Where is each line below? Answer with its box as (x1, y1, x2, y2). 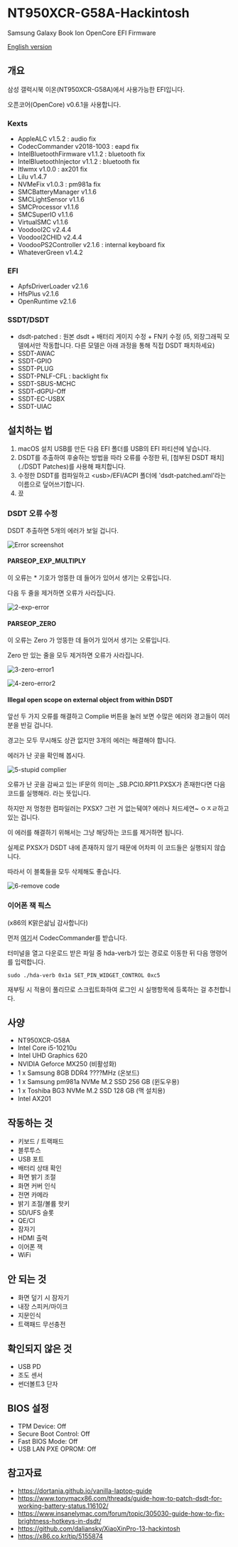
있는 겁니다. (7, 813, 40, 822)
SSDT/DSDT (7, 315, 50, 325)
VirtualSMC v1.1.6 (17, 218, 69, 226)
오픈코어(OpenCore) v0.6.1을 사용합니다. (7, 100, 121, 108)
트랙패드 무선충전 (17, 1320, 66, 1329)
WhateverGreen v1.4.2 (17, 248, 83, 257)
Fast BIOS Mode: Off (17, 1437, 78, 1445)
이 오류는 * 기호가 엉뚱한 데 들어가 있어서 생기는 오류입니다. (7, 573, 172, 582)
